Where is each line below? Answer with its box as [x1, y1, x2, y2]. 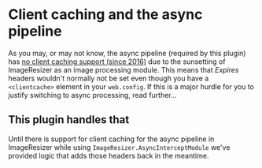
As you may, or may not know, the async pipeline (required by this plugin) [8, 48, 246, 58]
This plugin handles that [8, 113, 130, 127]
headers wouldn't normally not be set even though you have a [8, 73, 209, 83]
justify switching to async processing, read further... [8, 90, 177, 99]
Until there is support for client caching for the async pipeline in [8, 134, 215, 144]
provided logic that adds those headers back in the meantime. [8, 151, 209, 160]
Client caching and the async [8, 6, 203, 24]
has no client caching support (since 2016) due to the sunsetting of [8, 57, 226, 66]
